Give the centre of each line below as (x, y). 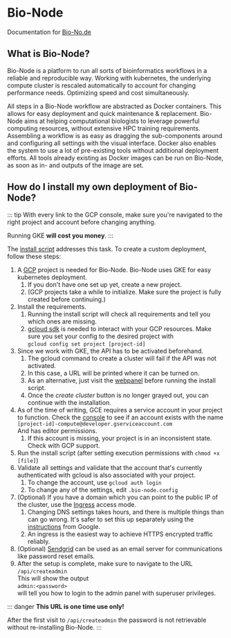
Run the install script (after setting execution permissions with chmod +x (118, 453)
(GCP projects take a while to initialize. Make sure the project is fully (124, 292)
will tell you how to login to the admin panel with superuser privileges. (117, 593)
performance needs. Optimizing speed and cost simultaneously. (99, 92)
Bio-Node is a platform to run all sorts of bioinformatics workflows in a (107, 70)
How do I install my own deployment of (92, 187)
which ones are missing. (62, 321)
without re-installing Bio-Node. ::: (55, 627)
